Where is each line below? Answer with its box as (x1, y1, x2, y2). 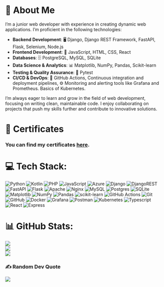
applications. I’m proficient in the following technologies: (5, 26, 122, 32)
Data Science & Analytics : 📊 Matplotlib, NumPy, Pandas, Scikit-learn (12, 62, 156, 68)
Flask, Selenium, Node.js (12, 44, 64, 50)
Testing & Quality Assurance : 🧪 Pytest (12, 69, 93, 75)
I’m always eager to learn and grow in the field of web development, (5, 95, 146, 101)
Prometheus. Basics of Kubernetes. (12, 85, 86, 91)
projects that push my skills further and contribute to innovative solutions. (5, 105, 157, 112)
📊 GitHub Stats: (5, 221, 74, 232)
